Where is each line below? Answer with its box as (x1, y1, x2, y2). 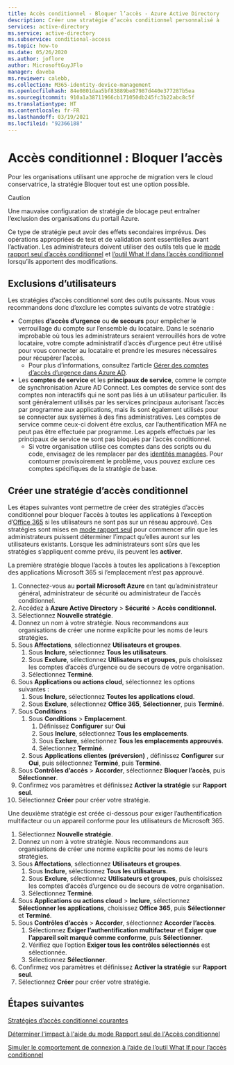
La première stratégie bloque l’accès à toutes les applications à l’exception (8, 561, 221, 570)
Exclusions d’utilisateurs (8, 277, 117, 289)
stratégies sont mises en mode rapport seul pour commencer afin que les (8, 525, 218, 534)
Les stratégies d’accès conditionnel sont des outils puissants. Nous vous (8, 296, 216, 304)
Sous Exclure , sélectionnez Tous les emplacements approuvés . (38, 737, 224, 745)
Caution (8, 194, 31, 202)
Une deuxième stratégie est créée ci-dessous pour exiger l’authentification (8, 809, 222, 818)
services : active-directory (8, 23, 90, 30)
